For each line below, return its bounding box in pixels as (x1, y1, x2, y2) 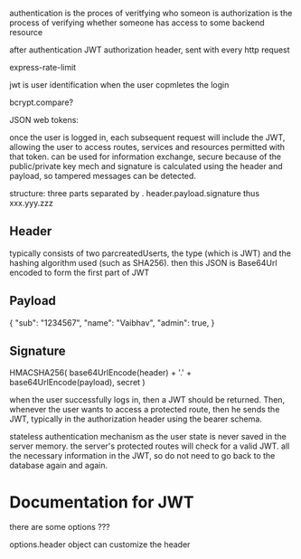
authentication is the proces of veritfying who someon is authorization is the (9, 8, 293, 18)
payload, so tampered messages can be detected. (9, 171, 197, 181)
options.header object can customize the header (9, 539, 191, 550)
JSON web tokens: (9, 115, 80, 125)
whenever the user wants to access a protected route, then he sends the (9, 404, 280, 415)
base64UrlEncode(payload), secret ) (9, 377, 146, 388)
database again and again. (9, 460, 108, 471)
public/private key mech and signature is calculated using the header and (9, 161, 283, 171)
